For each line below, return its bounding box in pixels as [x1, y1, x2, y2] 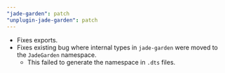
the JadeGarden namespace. [16, 50, 97, 59]
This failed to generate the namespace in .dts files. [27, 58, 176, 66]
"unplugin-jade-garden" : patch [6, 17, 98, 24]
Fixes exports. [16, 35, 58, 44]
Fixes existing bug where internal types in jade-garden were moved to [16, 43, 219, 51]
